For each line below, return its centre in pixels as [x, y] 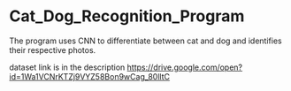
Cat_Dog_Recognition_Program [127, 16]
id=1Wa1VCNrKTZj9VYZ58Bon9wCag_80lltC [90, 76]
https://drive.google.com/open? [185, 67]
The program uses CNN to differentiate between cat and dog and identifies [145, 41]
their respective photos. [53, 49]
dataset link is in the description [67, 67]
